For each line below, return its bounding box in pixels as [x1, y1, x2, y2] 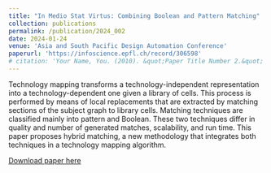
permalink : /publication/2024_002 [8, 27, 126, 35]
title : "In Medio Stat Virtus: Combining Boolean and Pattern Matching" [8, 11, 260, 20]
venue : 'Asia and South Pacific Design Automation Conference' [8, 42, 228, 50]
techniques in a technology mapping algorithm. [8, 140, 167, 149]
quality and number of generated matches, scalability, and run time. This [8, 123, 252, 132]
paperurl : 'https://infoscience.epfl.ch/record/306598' [8, 50, 202, 58]
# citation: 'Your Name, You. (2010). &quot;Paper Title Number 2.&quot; [8, 58, 264, 66]
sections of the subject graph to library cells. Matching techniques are [8, 105, 244, 115]
